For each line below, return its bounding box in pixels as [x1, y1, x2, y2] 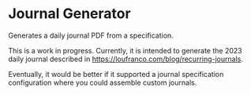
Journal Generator [8, 5, 132, 23]
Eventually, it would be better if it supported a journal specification [8, 69, 224, 79]
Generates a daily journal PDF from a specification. [8, 31, 174, 40]
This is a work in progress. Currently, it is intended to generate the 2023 [8, 46, 242, 55]
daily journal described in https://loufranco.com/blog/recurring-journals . [8, 54, 243, 64]
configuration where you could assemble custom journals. [8, 78, 197, 87]
